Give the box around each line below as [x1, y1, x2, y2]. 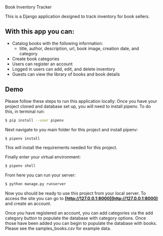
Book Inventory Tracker [5, 4, 52, 10]
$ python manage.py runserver [5, 182, 66, 187]
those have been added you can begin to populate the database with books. [5, 220, 157, 226]
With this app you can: [5, 28, 75, 36]
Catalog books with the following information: [12, 40, 103, 46]
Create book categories [12, 56, 60, 62]
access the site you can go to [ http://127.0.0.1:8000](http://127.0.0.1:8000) [5, 196, 158, 202]
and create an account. [5, 201, 51, 206]
